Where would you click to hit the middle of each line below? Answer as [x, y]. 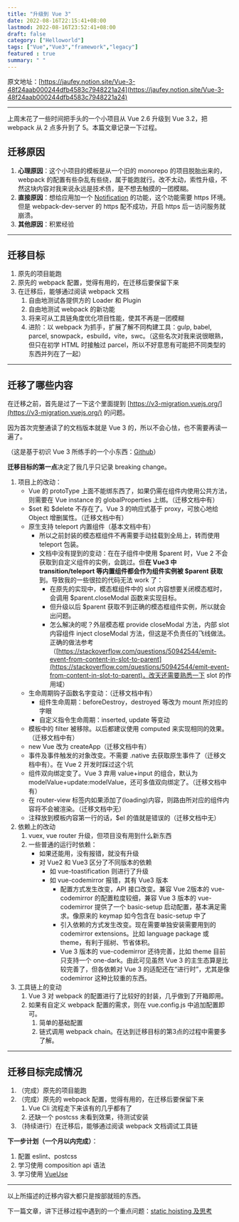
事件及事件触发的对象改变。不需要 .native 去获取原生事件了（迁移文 [127, 755]
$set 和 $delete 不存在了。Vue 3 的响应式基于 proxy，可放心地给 [123, 509]
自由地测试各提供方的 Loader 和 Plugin [85, 301]
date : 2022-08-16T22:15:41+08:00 [57, 21]
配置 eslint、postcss [47, 1156]
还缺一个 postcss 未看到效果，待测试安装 [89, 1117]
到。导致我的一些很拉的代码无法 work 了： [101, 580]
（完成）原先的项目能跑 [52, 1090]
